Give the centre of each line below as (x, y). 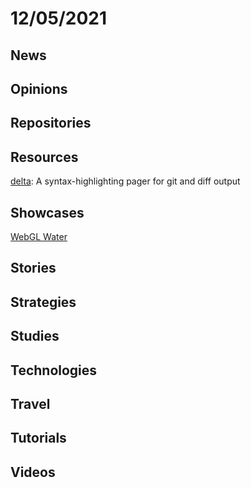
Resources (44, 157)
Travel (30, 403)
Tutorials (38, 438)
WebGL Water (39, 236)
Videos (33, 472)
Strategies (43, 302)
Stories (33, 268)
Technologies (54, 370)
